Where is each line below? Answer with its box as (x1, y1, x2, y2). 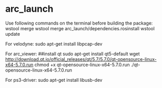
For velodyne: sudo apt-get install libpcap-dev (5, 40, 103, 47)
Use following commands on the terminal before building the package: (5, 20, 153, 26)
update (5, 31, 20, 37)
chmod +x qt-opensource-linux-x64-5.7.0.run (34, 61, 130, 68)
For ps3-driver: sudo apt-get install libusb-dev (5, 77, 103, 83)
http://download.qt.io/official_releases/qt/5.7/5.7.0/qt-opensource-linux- (5, 56, 157, 62)
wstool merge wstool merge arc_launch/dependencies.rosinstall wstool (5, 25, 155, 31)
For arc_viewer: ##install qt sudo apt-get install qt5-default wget (5, 51, 140, 57)
